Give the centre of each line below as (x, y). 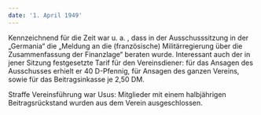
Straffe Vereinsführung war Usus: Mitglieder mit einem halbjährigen (117, 94)
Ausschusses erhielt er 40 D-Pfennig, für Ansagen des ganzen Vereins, (124, 70)
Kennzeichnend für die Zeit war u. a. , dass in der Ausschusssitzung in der (129, 38)
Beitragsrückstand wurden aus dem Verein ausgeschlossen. (105, 102)
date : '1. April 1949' (45, 15)
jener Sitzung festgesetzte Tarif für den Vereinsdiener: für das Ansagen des (131, 63)
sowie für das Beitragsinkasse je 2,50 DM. (77, 79)
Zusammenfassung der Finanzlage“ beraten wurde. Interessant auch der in (129, 54)
